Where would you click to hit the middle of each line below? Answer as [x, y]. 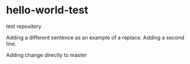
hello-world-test [47, 10]
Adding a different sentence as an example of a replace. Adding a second [95, 37]
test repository [24, 26]
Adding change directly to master [46, 55]
